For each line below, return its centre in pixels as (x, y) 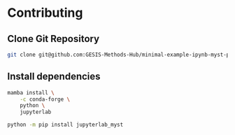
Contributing (45, 13)
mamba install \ (31, 92)
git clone (22, 55)
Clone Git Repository (54, 39)
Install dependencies (54, 77)
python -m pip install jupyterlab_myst (65, 125)
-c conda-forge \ (45, 99)
